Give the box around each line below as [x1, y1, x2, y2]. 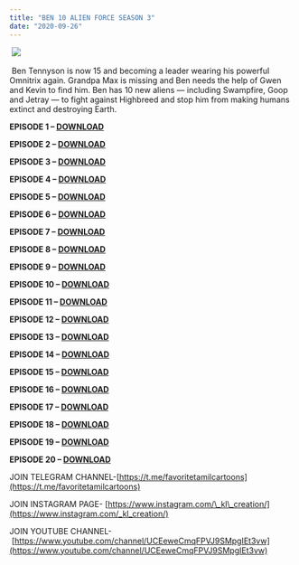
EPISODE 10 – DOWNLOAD [9, 278, 110, 289]
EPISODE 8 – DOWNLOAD [9, 243, 107, 254]
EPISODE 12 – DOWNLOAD [9, 314, 109, 325]
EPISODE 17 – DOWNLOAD [9, 401, 109, 412]
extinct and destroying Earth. [9, 103, 117, 114]
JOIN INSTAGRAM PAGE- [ [9, 498, 108, 509]
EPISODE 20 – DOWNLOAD [9, 454, 111, 465]
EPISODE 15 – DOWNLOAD [9, 366, 109, 377]
